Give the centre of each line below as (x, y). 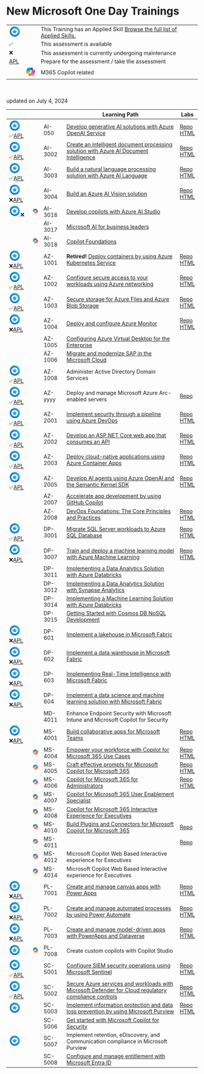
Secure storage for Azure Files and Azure (118, 299)
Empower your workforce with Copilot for (118, 749)
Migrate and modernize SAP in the (109, 353)
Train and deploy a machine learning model (120, 550)
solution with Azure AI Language (107, 175)
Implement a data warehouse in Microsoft (118, 653)
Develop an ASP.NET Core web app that (116, 436)
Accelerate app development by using (114, 496)
